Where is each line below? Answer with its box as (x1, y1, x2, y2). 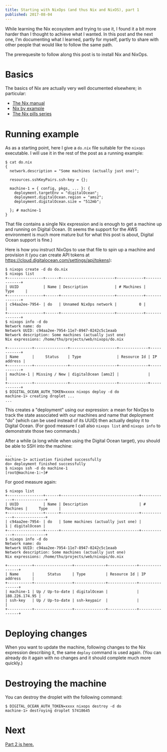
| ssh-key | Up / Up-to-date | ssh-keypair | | (5, 598, 140, 603)
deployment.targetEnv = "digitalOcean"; (14, 190, 99, 195)
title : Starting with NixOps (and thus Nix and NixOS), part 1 (5, 7, 140, 12)
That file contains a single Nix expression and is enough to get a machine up (5, 221, 162, 227)
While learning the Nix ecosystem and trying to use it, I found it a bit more (5, 25, 157, 31)
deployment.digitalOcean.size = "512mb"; (14, 199, 101, 204)
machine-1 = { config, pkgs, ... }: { (9, 186, 91, 191)
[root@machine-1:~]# (5, 470, 48, 475)
